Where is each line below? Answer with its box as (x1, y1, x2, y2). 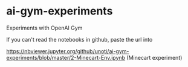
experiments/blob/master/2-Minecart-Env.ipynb (6, 54, 126, 61)
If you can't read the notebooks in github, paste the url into (6, 36, 153, 43)
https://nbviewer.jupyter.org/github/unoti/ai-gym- (6, 47, 129, 55)
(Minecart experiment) (126, 54, 183, 61)
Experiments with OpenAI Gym (6, 24, 83, 31)
